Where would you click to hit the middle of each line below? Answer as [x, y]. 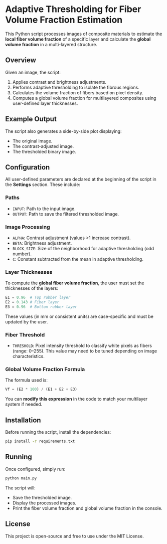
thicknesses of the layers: [32, 288]
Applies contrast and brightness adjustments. [59, 82]
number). [22, 254]
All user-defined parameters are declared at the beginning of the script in [81, 179]
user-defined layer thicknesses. [45, 103]
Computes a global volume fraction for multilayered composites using [84, 98]
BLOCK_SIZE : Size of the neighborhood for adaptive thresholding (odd [83, 248]
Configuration [28, 167]
